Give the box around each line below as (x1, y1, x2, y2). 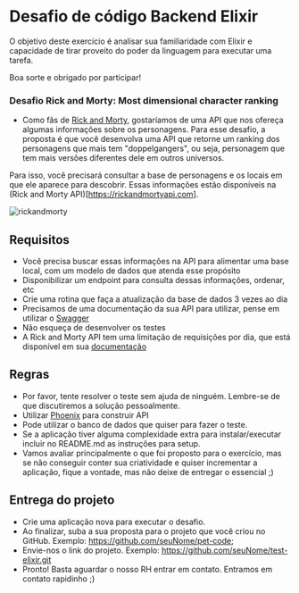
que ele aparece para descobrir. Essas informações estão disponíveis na (9, 180, 277, 190)
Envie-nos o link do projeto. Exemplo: (21, 545, 160, 555)
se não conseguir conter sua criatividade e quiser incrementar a (21, 457, 258, 468)
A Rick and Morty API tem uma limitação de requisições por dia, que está (21, 332, 291, 343)
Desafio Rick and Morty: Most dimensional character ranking (9, 94, 279, 106)
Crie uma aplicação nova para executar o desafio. (21, 516, 206, 527)
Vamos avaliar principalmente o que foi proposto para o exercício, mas (21, 447, 282, 458)
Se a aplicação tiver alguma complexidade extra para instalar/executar (21, 429, 282, 439)
